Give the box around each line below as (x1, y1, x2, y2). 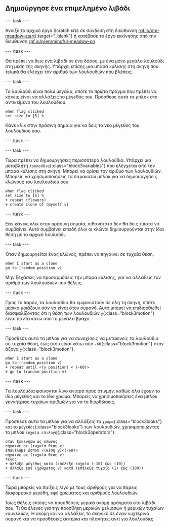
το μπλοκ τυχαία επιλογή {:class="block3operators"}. (5, 429, 116, 435)
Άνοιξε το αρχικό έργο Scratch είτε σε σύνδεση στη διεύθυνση (5, 27, 138, 34)
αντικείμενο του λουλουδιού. (5, 99, 67, 105)
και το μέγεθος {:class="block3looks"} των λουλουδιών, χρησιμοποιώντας (5, 423, 160, 430)
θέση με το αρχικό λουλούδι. (5, 231, 66, 238)
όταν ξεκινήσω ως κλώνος (5, 439, 58, 444)
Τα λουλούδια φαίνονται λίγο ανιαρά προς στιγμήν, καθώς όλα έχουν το (5, 388, 160, 394)
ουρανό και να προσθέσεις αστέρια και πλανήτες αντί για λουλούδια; (5, 515, 154, 522)
